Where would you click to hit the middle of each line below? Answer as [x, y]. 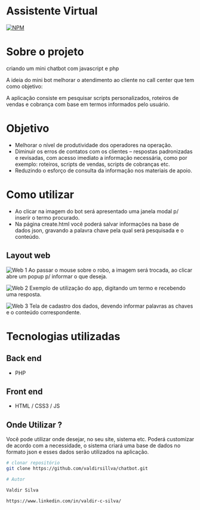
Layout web [28, 256]
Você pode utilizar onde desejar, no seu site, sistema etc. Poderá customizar [100, 439]
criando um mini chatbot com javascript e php [63, 68]
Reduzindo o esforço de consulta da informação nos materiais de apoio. [103, 170]
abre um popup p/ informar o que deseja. [57, 276]
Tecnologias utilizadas [63, 336]
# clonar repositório [33, 463]
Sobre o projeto [45, 52]
